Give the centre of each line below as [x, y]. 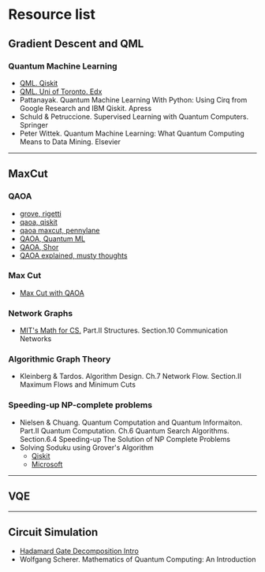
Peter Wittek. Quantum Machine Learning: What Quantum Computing [132, 133]
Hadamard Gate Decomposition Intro [79, 551]
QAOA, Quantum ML [52, 239]
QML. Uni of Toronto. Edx [61, 91]
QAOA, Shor [39, 247]
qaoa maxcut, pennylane [60, 230]
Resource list [52, 15]
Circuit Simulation [53, 532]
